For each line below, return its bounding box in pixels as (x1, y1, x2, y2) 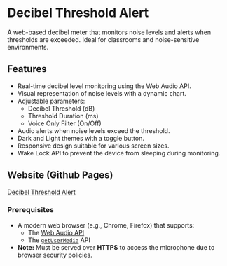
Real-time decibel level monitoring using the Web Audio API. (17, 82, 191, 90)
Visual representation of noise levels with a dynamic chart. (17, 89, 187, 97)
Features (7, 63, 47, 75)
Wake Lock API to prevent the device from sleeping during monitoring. (17, 148, 221, 157)
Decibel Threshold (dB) (27, 104, 95, 113)
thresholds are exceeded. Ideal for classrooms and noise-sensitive (7, 35, 200, 43)
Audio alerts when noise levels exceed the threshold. (17, 126, 170, 134)
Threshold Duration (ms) (27, 111, 99, 120)
